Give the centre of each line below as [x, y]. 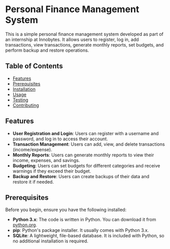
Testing [21, 100]
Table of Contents [34, 66]
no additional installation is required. [50, 241]
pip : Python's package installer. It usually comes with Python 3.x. [81, 230]
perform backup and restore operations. [47, 50]
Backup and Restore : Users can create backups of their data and [81, 176]
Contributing [26, 105]
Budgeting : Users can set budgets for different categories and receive [86, 165]
